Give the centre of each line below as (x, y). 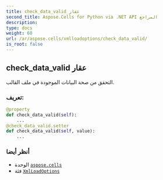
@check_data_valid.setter (37, 126)
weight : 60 (19, 33)
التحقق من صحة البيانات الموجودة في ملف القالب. (60, 82)
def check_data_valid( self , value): (51, 131)
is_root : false (25, 45)
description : (22, 22)
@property (18, 109)
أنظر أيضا (18, 152)
